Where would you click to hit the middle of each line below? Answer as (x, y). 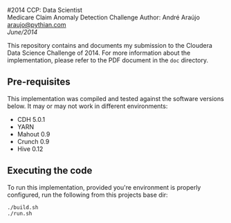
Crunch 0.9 (33, 141)
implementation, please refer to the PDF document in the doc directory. (108, 60)
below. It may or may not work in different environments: (87, 106)
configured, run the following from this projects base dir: (87, 195)
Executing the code (50, 171)
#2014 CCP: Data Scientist (45, 10)
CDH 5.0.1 (31, 119)
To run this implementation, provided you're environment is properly (104, 187)
